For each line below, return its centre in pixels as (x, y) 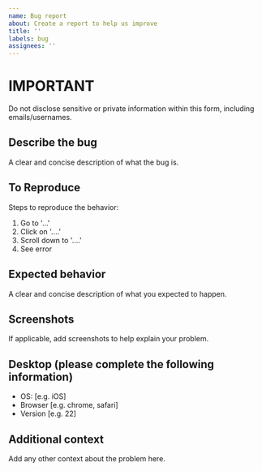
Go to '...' (35, 223)
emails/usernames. (40, 118)
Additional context (56, 439)
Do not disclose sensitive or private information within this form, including (131, 109)
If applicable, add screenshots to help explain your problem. (109, 339)
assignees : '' (32, 46)
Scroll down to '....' (51, 240)
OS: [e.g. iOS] (43, 396)
